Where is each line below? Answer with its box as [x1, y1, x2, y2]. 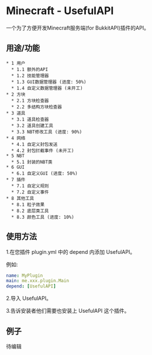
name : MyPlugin [6, 272, 43, 279]
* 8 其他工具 [6, 195, 34, 201]
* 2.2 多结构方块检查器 [11, 104, 63, 110]
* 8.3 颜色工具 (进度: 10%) [11, 214, 74, 220]
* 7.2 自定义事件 [11, 189, 49, 195]
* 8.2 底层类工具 [11, 207, 49, 214]
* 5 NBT [6, 153, 25, 159]
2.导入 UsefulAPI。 [6, 295, 51, 302]
